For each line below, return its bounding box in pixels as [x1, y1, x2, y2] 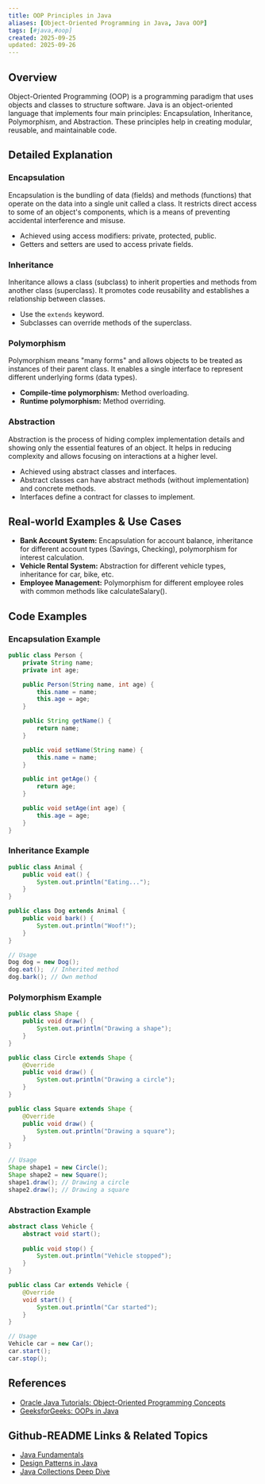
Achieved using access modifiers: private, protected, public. [19, 231, 217, 241]
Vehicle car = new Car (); [8, 1339, 94, 1348]
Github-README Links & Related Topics [8, 1428, 209, 1442]
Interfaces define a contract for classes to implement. [19, 491, 196, 501]
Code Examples [8, 609, 87, 623]
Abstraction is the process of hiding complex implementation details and [8, 434, 245, 444]
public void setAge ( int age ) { [22, 804, 126, 812]
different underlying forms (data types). [8, 372, 137, 382]
